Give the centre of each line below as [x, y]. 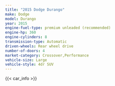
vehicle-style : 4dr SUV [29, 64]
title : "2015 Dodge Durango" [35, 10]
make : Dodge [17, 14]
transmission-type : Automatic [36, 42]
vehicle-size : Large [26, 60]
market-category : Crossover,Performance [47, 55]
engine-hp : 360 [21, 32]
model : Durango [21, 19]
